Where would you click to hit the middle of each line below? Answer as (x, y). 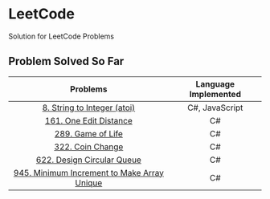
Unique (89, 183)
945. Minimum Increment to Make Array (89, 173)
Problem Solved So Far (66, 61)
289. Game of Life (88, 133)
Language (215, 83)
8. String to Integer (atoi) (89, 108)
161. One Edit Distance (88, 120)
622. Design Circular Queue (89, 160)
